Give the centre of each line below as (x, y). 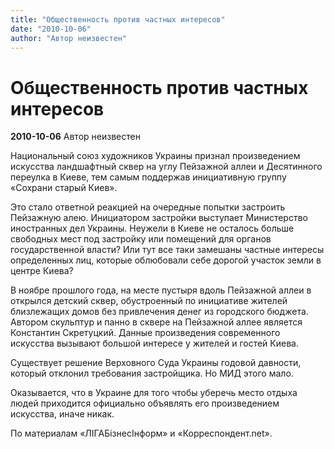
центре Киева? (42, 271)
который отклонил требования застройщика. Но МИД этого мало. (152, 373)
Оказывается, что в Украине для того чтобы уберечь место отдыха (154, 393)
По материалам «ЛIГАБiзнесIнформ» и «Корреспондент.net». (141, 433)
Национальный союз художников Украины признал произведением (155, 156)
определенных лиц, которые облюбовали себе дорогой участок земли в (166, 260)
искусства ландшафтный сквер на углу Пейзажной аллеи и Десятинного (166, 167)
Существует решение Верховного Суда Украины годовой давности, (156, 363)
